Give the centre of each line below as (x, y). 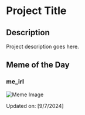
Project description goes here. (42, 46)
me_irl (15, 82)
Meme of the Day (38, 65)
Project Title (36, 11)
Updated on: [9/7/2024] (35, 106)
